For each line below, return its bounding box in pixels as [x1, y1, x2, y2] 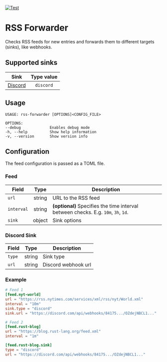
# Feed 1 [5, 288, 23, 293]
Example [5, 276, 27, 283]
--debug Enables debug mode [5, 125, 90, 130]
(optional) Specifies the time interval [52, 202, 138, 209]
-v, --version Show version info [5, 134, 88, 139]
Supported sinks [5, 58, 58, 67]
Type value [30, 73, 58, 80]
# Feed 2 [5, 320, 23, 325]
